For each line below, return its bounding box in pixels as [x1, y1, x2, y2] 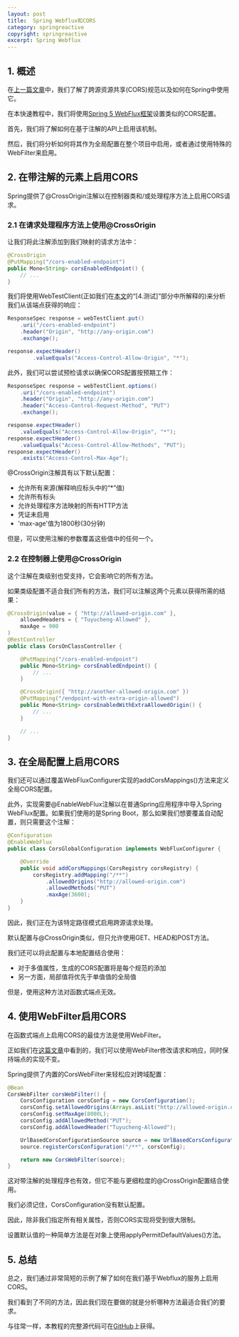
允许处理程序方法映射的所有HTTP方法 [17, 501, 129, 510]
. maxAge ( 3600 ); [45, 891, 91, 898]
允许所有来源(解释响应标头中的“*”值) [17, 483, 125, 492]
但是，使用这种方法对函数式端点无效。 [7, 987, 119, 996]
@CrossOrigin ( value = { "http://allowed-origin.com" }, [7, 609, 176, 617]
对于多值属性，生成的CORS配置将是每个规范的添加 [17, 963, 166, 972]
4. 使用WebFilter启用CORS [7, 1010, 127, 1022]
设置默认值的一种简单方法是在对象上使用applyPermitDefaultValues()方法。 [7, 1231, 225, 1239]
